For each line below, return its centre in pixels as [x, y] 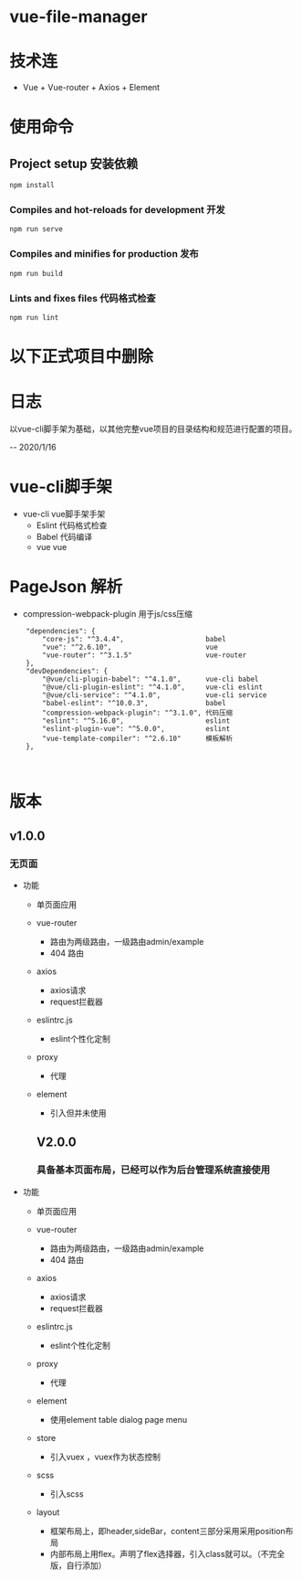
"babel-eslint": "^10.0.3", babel [134, 704]
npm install [32, 185]
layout [48, 1512]
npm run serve [36, 229]
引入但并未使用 [78, 1113]
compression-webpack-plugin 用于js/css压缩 [108, 614]
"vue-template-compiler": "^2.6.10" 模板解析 [138, 739]
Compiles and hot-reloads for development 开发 [117, 210]
